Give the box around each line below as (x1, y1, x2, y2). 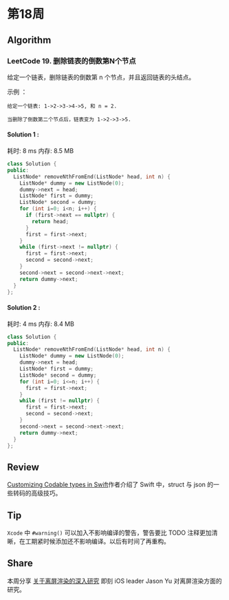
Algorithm (7, 34, 52, 45)
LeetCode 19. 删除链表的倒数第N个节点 (7, 56, 136, 65)
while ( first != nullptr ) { (19, 397, 100, 404)
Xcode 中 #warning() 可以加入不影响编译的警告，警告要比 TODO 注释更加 (7, 528, 212, 537)
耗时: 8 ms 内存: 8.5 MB (7, 147, 74, 155)
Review (7, 461, 40, 473)
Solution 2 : (7, 304, 41, 312)
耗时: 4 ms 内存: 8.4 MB (7, 320, 74, 328)
